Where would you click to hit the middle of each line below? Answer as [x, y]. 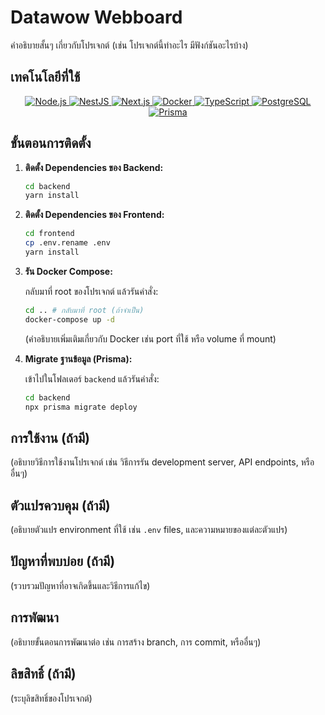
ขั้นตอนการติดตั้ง [51, 143]
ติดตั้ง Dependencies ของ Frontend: [94, 215]
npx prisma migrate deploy [81, 407]
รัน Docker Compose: [68, 271]
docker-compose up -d [69, 319]
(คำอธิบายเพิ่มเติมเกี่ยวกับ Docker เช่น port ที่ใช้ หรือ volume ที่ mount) [150, 338]
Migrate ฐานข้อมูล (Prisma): [78, 358]
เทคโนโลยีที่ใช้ [45, 77]
